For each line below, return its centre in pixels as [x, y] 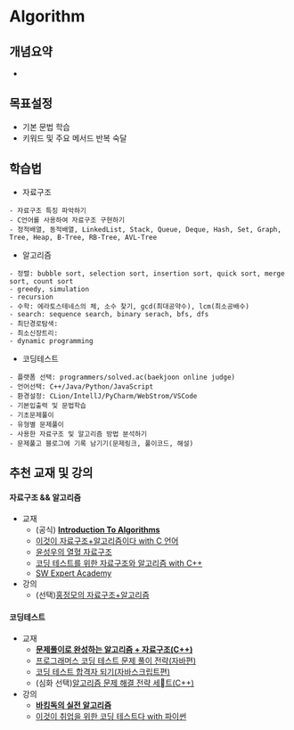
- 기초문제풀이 [32, 415]
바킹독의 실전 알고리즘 [73, 705]
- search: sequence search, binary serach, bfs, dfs [109, 314]
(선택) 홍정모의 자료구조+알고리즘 [92, 595]
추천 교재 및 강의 [51, 473]
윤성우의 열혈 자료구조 [74, 552]
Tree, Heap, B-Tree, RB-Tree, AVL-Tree [83, 237]
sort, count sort [41, 281]
